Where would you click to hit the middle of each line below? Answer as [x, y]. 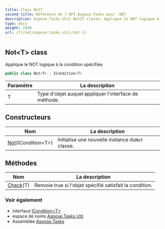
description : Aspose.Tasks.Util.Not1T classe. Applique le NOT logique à [82, 19]
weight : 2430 [18, 28]
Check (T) [19, 185]
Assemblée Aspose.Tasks [38, 221]
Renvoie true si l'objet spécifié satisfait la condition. [93, 185]
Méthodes [21, 163]
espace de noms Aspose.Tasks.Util [48, 216]
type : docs [16, 23]
